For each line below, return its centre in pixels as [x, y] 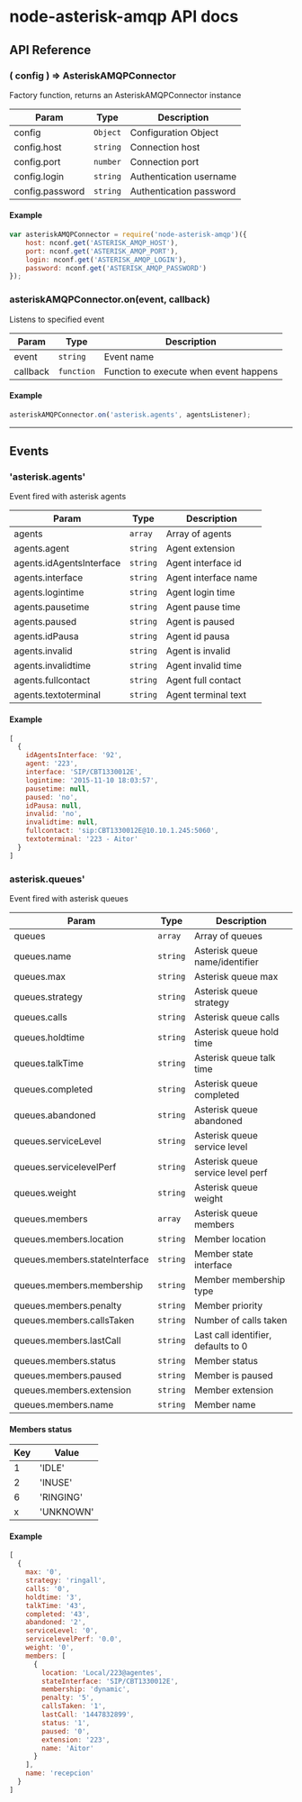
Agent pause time [203, 608]
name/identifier [226, 962]
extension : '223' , [76, 1740]
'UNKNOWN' [67, 1512]
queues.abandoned [55, 1115]
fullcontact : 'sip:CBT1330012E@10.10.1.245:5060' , [122, 831]
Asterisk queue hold [237, 1032]
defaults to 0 [221, 1347]
